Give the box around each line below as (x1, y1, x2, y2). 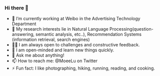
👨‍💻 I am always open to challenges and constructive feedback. (11, 42, 140, 48)
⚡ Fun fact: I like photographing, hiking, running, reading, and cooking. (11, 65, 155, 71)
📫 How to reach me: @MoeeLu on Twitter (11, 58, 98, 64)
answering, (11, 32, 35, 38)
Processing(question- (109, 26, 154, 32)
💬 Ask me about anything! (11, 52, 65, 58)
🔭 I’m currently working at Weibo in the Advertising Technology (11, 16, 141, 22)
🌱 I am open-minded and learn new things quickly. (11, 47, 115, 53)
